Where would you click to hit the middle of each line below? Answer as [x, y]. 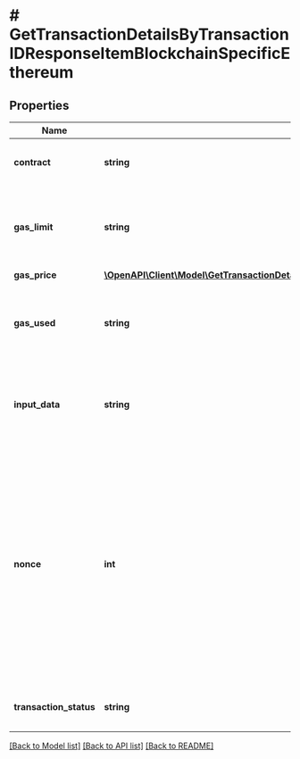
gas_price [35, 275]
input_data [37, 405]
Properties [39, 105]
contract [32, 162]
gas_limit [33, 227]
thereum [42, 73]
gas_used [35, 323]
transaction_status [54, 707]
